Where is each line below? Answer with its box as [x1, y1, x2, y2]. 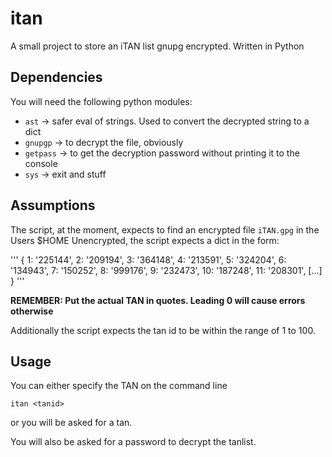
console [24, 157, 58, 169]
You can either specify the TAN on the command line [10, 380, 228, 392]
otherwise [10, 305, 54, 317]
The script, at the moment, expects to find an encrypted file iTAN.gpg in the [10, 223, 320, 236]
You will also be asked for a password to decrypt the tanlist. [10, 436, 257, 448]
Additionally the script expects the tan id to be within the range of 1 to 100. [10, 324, 316, 336]
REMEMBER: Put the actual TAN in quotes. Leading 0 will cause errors [10, 294, 306, 306]
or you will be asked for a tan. [10, 417, 133, 429]
